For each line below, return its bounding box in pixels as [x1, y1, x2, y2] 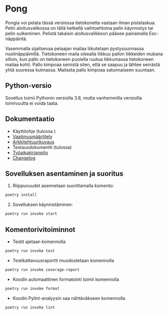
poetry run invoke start [5, 211, 57, 216]
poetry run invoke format [5, 286, 59, 291]
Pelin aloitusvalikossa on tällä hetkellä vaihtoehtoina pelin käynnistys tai [5, 25, 153, 31]
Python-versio [5, 82, 52, 90]
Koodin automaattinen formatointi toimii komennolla [12, 276, 119, 282]
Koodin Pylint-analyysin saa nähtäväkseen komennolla [12, 295, 126, 301]
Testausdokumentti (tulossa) [12, 144, 72, 150]
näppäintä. [5, 36, 28, 42]
